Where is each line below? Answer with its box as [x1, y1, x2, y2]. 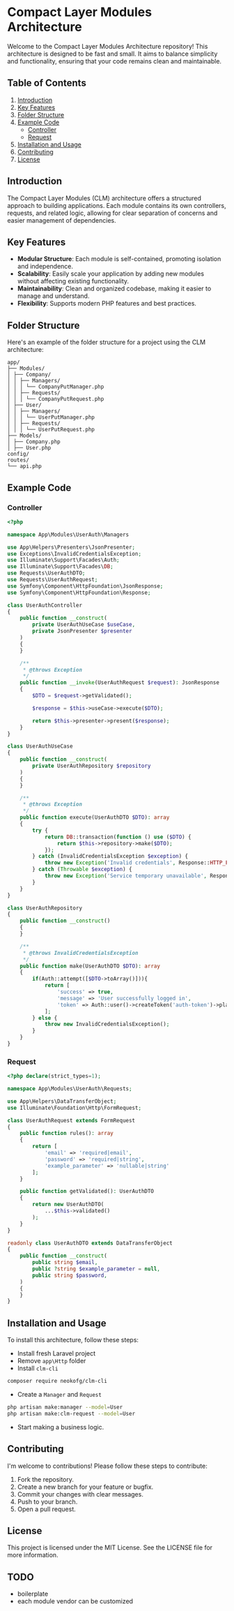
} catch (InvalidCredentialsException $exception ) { [32, 853, 189, 860]
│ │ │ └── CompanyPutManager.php [7, 383, 104, 391]
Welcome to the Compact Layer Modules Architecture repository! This [7, 42, 208, 50]
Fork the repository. [17, 1475, 75, 1483]
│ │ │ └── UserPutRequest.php [7, 426, 95, 433]
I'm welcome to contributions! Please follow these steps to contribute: [7, 1462, 208, 1470]
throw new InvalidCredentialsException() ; [44, 1020, 170, 1028]
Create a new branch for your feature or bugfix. [17, 1483, 154, 1491]
